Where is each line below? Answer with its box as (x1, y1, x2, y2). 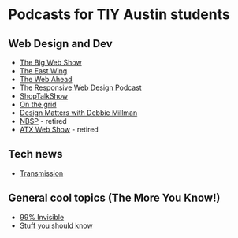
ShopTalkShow (19, 91, 69, 100)
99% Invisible (19, 212, 65, 221)
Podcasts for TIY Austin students (8, 6, 230, 24)
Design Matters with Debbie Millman (19, 108, 138, 117)
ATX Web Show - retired (19, 125, 99, 134)
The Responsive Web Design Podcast (19, 83, 142, 92)
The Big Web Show (19, 58, 82, 67)
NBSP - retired (19, 117, 67, 125)
